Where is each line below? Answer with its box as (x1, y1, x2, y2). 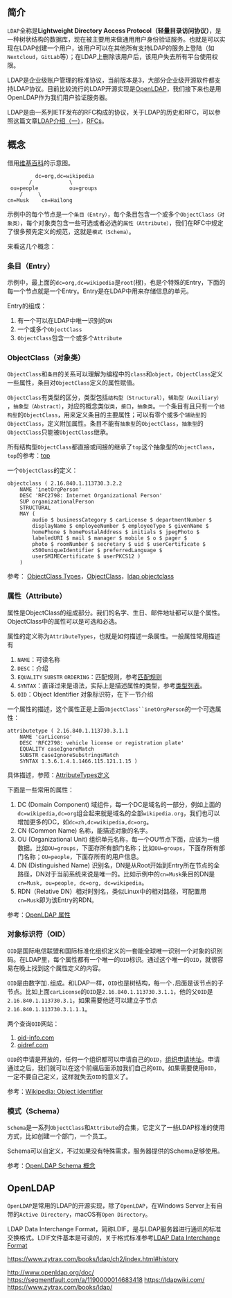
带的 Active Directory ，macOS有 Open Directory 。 (7, 1210, 152, 1218)
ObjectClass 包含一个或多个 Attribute (17, 333, 123, 342)
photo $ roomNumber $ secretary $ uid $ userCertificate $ (32, 541, 206, 548)
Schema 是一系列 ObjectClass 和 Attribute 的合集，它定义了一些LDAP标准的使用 (7, 1124, 225, 1132)
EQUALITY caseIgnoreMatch (19, 745, 95, 752)
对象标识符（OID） (7, 929, 70, 939)
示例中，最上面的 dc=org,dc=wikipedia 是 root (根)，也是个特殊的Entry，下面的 (7, 278, 226, 286)
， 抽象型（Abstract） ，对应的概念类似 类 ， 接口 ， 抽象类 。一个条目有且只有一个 (7, 402, 220, 410)
